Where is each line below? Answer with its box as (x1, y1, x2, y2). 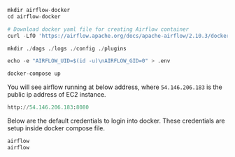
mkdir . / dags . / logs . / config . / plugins (7, 45, 127, 52)
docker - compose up (7, 70, 61, 77)
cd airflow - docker (7, 13, 61, 20)
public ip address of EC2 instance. (7, 90, 106, 99)
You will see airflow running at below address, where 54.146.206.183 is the (7, 83, 222, 91)
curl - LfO (7, 32, 36, 39)
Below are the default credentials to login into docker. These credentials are (7, 116, 225, 125)
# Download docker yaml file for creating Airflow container (7, 25, 190, 33)
